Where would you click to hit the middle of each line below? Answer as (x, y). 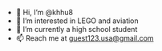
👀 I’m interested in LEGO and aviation (77, 21)
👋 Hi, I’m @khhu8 (45, 12)
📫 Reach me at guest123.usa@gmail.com (85, 38)
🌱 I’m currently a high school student (77, 29)
